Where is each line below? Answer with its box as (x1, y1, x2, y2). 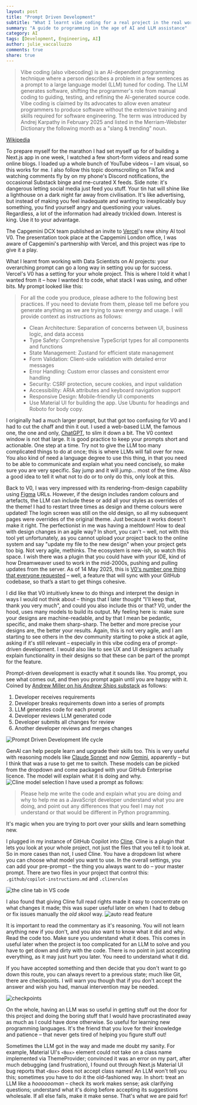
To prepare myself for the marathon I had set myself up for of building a (6, 148, 179, 155)
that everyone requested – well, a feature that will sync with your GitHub (6, 571, 181, 579)
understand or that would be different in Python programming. (20, 809, 171, 816)
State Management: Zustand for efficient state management (29, 349, 174, 356)
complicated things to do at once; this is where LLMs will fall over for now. (6, 448, 185, 455)
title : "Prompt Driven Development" (6, 14, 96, 20)
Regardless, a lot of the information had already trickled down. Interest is (6, 210, 182, 217)
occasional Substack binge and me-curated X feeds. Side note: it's (6, 179, 168, 186)
